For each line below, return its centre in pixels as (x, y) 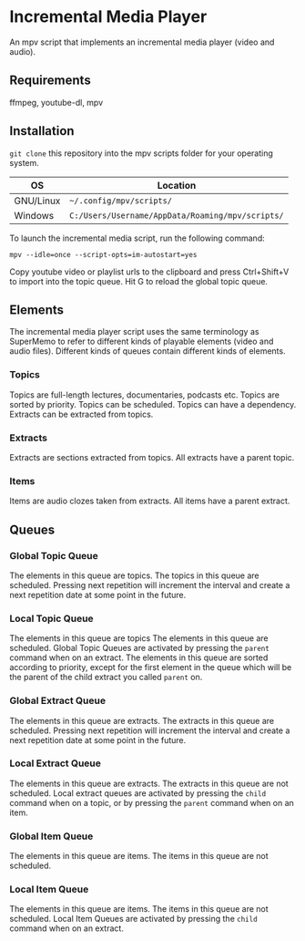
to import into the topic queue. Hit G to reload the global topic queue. (139, 281)
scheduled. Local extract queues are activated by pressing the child (138, 793)
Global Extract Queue (58, 701)
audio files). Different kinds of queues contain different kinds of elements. (147, 351)
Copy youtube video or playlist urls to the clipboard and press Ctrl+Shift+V (149, 272)
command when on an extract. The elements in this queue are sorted (139, 657)
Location (177, 185)
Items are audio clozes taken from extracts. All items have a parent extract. (150, 501)
